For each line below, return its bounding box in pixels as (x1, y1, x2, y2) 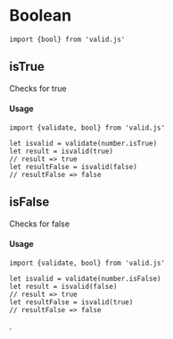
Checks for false (9, 218, 70, 229)
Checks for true (9, 82, 67, 94)
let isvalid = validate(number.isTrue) (9, 139, 158, 148)
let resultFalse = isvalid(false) (9, 162, 138, 171)
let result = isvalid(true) (9, 147, 114, 156)
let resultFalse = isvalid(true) (9, 297, 134, 307)
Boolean (9, 5, 72, 26)
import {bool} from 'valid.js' (9, 35, 126, 44)
